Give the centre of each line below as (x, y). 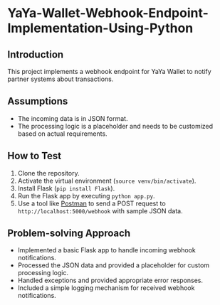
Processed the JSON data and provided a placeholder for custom (114, 265)
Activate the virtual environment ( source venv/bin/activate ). (107, 181)
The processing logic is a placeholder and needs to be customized (115, 126)
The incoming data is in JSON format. (73, 118)
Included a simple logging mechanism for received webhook (106, 288)
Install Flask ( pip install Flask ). (66, 188)
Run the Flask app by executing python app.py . (86, 196)
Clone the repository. (48, 173)
